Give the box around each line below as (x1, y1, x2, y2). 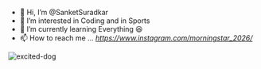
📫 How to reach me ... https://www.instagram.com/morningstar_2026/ (19, 33, 253, 43)
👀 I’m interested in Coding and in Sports (19, 16, 150, 25)
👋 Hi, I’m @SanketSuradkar (19, 8, 109, 17)
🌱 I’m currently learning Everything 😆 (19, 25, 143, 33)
